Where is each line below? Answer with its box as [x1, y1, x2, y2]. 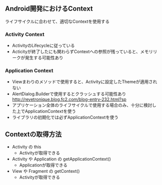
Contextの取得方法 [5, 130, 62, 138]
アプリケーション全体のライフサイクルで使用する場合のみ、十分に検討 [12, 102, 152, 108]
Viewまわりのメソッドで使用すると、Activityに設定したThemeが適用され [12, 79, 158, 85]
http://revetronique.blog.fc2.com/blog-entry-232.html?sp [12, 96, 127, 102]
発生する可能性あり [25, 55, 64, 61]
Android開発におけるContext [5, 4, 93, 13]
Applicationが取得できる [19, 162, 68, 168]
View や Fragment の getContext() [12, 168, 80, 174]
